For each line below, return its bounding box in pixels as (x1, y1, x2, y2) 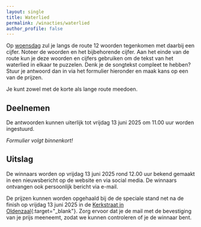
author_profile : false (6, 25, 63, 32)
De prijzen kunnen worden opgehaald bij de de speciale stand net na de (6, 195, 184, 202)
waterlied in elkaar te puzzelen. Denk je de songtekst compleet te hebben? (6, 61, 191, 68)
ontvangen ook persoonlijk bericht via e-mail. (6, 183, 118, 190)
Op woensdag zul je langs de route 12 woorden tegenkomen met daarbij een (6, 42, 195, 49)
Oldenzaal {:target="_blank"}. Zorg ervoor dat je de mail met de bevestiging (6, 207, 192, 214)
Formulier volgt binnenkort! (6, 137, 73, 144)
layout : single (6, 8, 44, 15)
